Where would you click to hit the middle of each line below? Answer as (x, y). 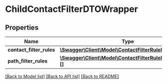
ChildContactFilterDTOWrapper (72, 9)
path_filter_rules (28, 61)
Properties (22, 28)
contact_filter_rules (31, 50)
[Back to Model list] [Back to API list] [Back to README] (62, 76)
